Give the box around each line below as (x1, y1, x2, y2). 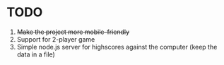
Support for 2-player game (16, 35, 95, 43)
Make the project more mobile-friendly (16, 28, 130, 36)
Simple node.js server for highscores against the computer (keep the (16, 42, 218, 51)
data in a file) (16, 50, 56, 59)
